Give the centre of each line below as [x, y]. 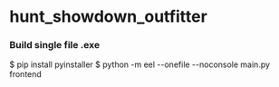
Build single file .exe [55, 45]
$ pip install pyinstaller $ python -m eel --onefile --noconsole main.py [139, 64]
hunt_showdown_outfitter [109, 17]
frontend [26, 74]
